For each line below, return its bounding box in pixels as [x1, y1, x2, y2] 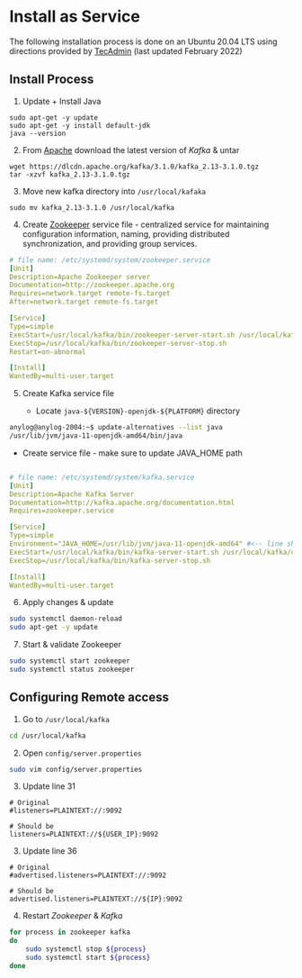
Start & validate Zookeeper [22, 639, 121, 650]
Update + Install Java [22, 95, 102, 106]
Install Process [9, 72, 94, 87]
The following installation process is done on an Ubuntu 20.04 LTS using [9, 36, 278, 47]
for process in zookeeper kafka [9, 928, 130, 937]
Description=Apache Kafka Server [9, 489, 135, 499]
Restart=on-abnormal [9, 347, 87, 357]
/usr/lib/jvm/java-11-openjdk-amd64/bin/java [9, 431, 182, 440]
